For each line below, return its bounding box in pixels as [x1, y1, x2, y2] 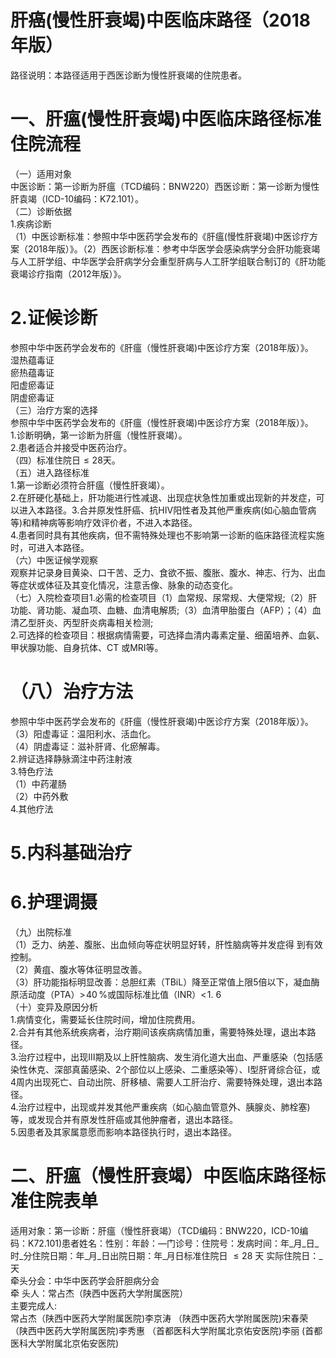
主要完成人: [10, 1299, 58, 1311]
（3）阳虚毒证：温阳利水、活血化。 [10, 727, 157, 740]
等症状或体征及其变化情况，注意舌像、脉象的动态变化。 [10, 579, 238, 591]
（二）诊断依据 [10, 205, 72, 217]
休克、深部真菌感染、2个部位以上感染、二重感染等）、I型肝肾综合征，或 [27, 1063, 321, 1075]
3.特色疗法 [10, 765, 54, 777]
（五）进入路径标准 [10, 466, 90, 478]
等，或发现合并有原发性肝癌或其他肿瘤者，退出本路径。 [10, 1113, 238, 1125]
